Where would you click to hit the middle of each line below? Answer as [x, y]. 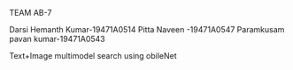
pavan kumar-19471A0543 [58, 39]
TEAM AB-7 [31, 13]
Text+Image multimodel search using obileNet [93, 56]
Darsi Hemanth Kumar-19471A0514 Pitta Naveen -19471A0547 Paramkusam [147, 29]
